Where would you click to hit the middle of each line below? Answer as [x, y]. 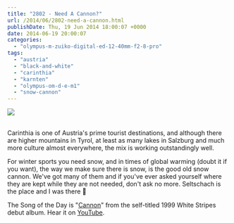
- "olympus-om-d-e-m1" [47, 86]
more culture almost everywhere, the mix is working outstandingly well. [111, 148]
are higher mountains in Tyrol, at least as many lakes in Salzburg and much [116, 141]
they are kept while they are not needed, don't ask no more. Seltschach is [114, 184]
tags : [15, 53]
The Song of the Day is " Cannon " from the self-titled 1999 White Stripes [112, 205]
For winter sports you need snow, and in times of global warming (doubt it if [117, 162]
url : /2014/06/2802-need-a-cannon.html [66, 20]
